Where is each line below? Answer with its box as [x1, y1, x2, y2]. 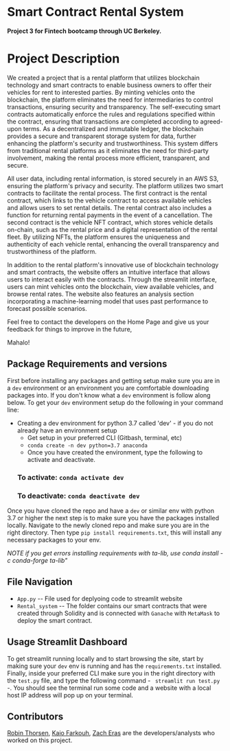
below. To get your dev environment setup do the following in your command [7, 398, 223, 406]
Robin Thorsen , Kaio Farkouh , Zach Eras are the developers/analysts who [7, 729, 215, 737]
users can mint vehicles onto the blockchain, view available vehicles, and [7, 282, 214, 290]
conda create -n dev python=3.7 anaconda [27, 442, 148, 449]
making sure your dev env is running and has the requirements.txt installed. [7, 662, 222, 670]
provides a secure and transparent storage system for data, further [7, 132, 197, 140]
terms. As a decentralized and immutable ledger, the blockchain [23, 124, 204, 132]
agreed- [200, 117, 223, 126]
